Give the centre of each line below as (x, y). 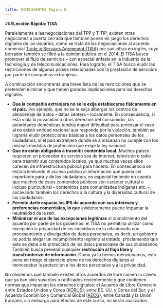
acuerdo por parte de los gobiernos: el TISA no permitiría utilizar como (83, 223)
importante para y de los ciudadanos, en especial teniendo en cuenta (81, 176)
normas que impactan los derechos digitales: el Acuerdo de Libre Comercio (81, 285)
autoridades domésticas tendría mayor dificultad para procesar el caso (83, 125)
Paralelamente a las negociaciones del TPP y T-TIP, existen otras (70, 33)
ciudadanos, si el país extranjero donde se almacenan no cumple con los (85, 140)
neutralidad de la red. (33, 213)
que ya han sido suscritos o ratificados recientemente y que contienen (76, 280)
